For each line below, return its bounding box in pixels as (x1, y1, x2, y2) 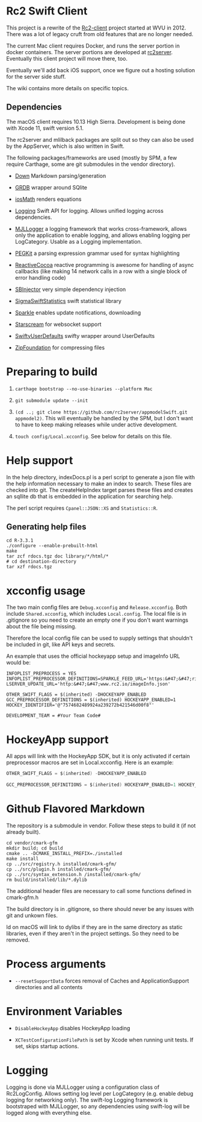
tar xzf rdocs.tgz (6, 564, 52, 570)
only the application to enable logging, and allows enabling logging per (14, 231, 191, 239)
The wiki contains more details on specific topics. (6, 84, 129, 91)
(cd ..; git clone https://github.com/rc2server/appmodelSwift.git (14, 409, 188, 415)
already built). (6, 828, 41, 835)
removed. (6, 936, 30, 943)
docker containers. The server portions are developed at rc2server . (6, 48, 173, 55)
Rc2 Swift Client (6, 4, 88, 18)
